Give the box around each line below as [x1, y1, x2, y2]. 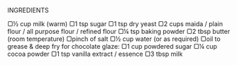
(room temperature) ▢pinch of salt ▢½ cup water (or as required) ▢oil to [7, 35, 221, 43]
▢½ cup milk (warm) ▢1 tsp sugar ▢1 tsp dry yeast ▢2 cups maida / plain [7, 20, 224, 28]
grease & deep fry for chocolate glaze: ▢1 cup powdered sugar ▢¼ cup [7, 42, 218, 50]
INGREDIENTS [7, 6, 50, 14]
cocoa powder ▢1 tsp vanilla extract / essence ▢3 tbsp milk [7, 49, 183, 58]
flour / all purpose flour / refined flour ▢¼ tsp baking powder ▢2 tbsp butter [7, 28, 231, 35]
